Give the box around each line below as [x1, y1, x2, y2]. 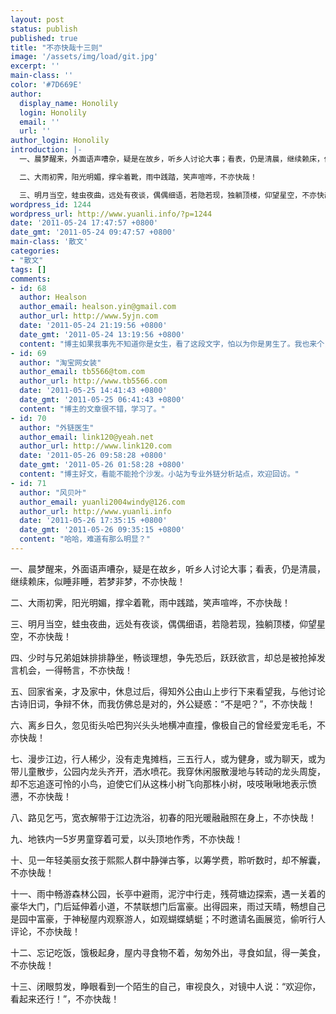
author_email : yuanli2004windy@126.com [19, 497, 186, 507]
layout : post [10, 14, 65, 25]
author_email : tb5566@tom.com [19, 367, 145, 377]
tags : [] [10, 264, 47, 275]
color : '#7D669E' [10, 80, 83, 90]
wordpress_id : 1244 [10, 199, 92, 210]
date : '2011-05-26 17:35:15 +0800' [19, 516, 168, 526]
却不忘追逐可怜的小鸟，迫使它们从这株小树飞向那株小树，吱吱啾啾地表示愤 [10, 777, 317, 790]
